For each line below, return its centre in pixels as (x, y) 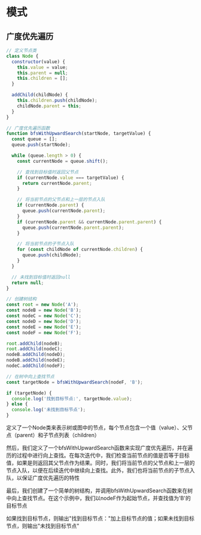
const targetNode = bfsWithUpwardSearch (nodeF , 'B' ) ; (75, 382)
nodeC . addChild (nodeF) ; (36, 366)
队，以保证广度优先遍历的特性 (43, 478)
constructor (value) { (39, 62)
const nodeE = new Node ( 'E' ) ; (44, 327)
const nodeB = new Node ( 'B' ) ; (44, 310)
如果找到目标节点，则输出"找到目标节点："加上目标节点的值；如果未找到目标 (100, 518)
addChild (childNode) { (40, 95)
